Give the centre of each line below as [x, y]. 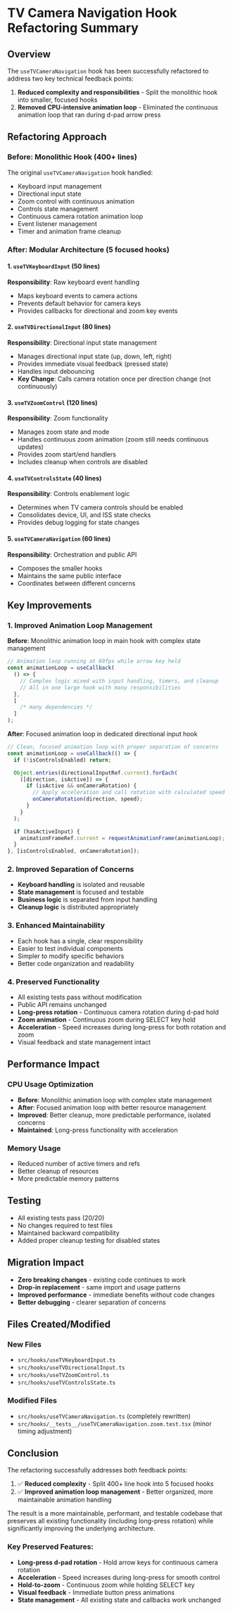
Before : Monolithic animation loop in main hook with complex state [104, 641]
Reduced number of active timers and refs [79, 1164]
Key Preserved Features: [50, 1547]
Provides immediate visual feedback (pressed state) [93, 364]
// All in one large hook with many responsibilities [100, 688]
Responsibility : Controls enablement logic [69, 494]
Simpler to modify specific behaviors [71, 956]
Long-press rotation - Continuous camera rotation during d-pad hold [118, 1013]
